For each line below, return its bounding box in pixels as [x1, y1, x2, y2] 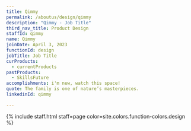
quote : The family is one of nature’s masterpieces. [6, 86, 139, 92]
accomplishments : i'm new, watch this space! [6, 81, 120, 87]
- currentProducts [11, 63, 58, 70]
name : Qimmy [6, 36, 36, 42]
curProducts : [6, 58, 39, 64]
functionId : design [6, 47, 55, 53]
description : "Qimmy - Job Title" [6, 20, 92, 25]
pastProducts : [6, 69, 42, 75]
